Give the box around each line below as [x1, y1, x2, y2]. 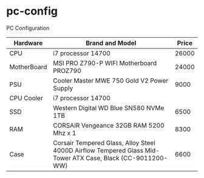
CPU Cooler [9, 94, 44, 102]
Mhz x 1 [53, 129, 76, 137]
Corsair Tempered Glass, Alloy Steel [53, 139, 156, 147]
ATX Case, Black [72, 154, 120, 162]
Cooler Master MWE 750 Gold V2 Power [53, 76, 169, 84]
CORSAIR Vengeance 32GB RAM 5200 [53, 121, 165, 129]
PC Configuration [6, 24, 50, 32]
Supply [53, 84, 73, 92]
